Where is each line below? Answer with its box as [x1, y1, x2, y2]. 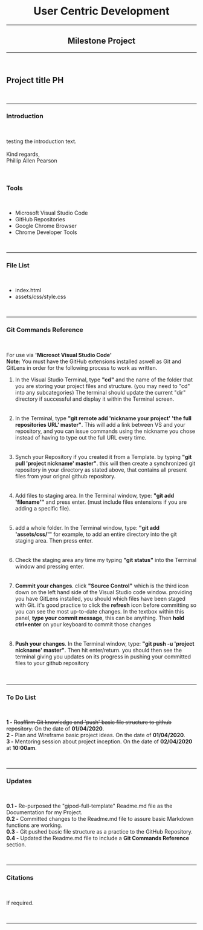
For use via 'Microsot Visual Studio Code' [6, 351, 112, 358]
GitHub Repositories [14, 216, 65, 223]
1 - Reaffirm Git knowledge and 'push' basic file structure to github [6, 718, 172, 726]
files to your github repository [14, 659, 89, 666]
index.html [14, 287, 42, 294]
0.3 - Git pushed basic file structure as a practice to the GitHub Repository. [6, 828, 193, 835]
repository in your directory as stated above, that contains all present [14, 466, 187, 473]
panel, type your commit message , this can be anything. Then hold [14, 614, 184, 621]
